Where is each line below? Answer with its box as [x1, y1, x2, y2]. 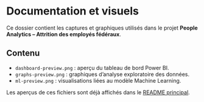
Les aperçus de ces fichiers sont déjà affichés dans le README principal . [6, 89, 190, 96]
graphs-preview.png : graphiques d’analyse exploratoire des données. [15, 71, 190, 78]
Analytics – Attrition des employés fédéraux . [6, 30, 122, 37]
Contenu [6, 48, 40, 59]
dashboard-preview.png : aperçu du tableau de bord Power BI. [15, 64, 169, 71]
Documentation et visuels [6, 4, 139, 18]
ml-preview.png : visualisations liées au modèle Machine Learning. [15, 77, 181, 84]
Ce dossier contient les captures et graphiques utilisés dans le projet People [6, 24, 198, 31]
